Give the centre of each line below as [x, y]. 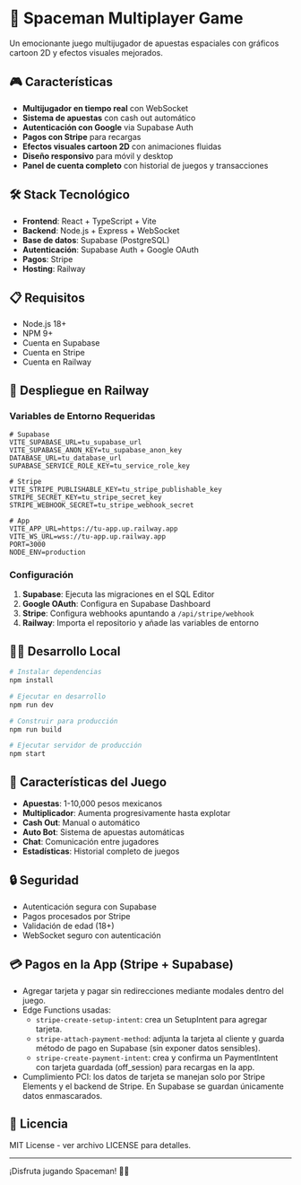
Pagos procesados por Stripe [76, 916]
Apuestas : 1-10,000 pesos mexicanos [92, 803]
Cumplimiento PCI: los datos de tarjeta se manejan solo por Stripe [144, 1076]
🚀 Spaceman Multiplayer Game [126, 18]
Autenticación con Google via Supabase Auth [108, 127]
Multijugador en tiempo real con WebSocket [105, 108]
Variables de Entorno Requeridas [82, 416]
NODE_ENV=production [48, 553]
